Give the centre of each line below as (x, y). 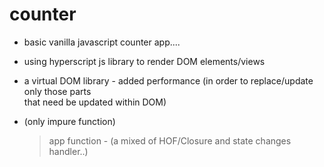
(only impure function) (69, 121)
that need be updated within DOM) (95, 102)
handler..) (68, 151)
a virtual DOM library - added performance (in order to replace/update (168, 80)
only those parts (57, 91)
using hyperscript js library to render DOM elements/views (144, 61)
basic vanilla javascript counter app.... (102, 42)
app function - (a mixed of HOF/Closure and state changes (170, 140)
